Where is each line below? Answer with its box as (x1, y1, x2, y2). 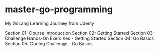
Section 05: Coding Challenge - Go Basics (5, 40, 93, 46)
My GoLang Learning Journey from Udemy (5, 20, 94, 26)
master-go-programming (5, 4, 113, 15)
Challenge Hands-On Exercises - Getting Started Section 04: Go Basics (5, 35, 154, 41)
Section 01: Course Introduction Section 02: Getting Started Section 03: (5, 30, 154, 36)
